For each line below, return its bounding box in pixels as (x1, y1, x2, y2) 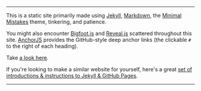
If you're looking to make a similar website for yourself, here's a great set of (6, 66, 193, 72)
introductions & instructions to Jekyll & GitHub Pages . (6, 72, 138, 79)
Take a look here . (6, 54, 49, 61)
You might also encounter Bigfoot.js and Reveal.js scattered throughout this (6, 30, 193, 37)
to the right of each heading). (6, 43, 79, 50)
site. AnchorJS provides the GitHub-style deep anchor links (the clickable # (6, 37, 191, 43)
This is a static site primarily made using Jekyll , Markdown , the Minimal (6, 12, 182, 19)
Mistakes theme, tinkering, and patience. (6, 19, 106, 25)
